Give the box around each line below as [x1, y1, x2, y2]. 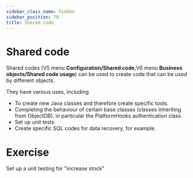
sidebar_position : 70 [6, 14, 59, 20]
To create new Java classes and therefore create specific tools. [14, 100, 169, 107]
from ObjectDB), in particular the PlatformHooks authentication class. [14, 113, 183, 120]
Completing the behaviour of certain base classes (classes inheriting [14, 106, 181, 113]
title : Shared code [6, 19, 54, 25]
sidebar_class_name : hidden [6, 8, 75, 15]
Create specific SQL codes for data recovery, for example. [14, 125, 156, 132]
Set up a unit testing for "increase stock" [6, 165, 105, 172]
